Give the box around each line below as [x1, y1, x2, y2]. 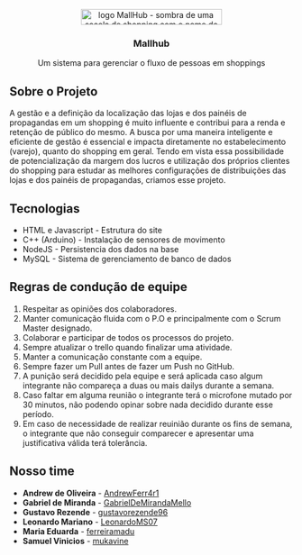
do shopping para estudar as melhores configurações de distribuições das [9, 165, 287, 176]
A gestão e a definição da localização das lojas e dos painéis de [9, 108, 247, 119]
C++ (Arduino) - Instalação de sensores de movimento [22, 234, 225, 245]
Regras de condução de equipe [9, 279, 188, 295]
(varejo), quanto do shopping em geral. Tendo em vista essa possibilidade [9, 146, 284, 157]
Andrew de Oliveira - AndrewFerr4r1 [22, 487, 160, 498]
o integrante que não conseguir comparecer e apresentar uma [22, 428, 254, 439]
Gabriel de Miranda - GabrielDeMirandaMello [22, 496, 192, 508]
